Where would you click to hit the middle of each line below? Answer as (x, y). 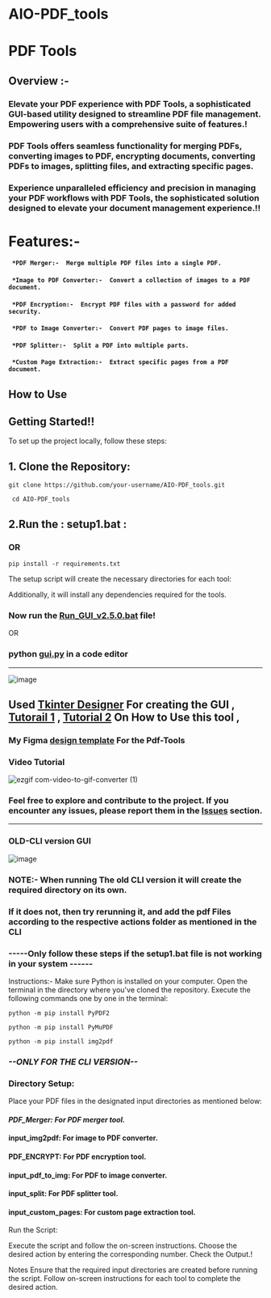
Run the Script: (33, 1230)
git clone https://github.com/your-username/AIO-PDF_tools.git (117, 485)
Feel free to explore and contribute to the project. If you (119, 801)
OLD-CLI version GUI (50, 841)
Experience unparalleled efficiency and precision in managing (132, 188)
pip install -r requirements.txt (65, 564)
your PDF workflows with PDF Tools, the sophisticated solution (134, 197)
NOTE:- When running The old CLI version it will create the (125, 880)
